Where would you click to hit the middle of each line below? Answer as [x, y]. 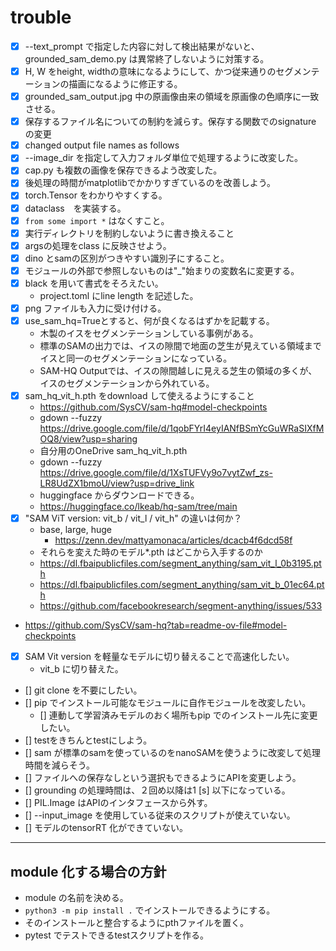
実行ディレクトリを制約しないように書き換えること [129, 233]
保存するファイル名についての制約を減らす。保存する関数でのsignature [170, 122]
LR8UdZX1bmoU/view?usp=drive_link [117, 483]
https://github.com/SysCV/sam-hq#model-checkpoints [153, 407]
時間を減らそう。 [59, 765]
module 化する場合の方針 [88, 871]
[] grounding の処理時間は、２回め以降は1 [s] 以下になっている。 [157, 790]
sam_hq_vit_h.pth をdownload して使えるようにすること [139, 396]
